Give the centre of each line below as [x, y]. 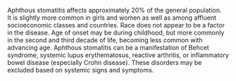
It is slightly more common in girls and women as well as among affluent [112, 18]
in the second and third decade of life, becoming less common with [105, 40]
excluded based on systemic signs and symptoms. [81, 70]
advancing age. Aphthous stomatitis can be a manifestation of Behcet [108, 48]
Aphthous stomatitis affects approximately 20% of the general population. [114, 10]
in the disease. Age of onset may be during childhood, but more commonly [116, 32]
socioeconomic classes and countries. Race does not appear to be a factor [116, 25]
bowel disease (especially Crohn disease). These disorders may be [105, 62]
